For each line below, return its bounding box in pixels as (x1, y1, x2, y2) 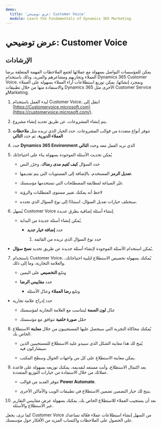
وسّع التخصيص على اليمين (19, 270, 67, 275)
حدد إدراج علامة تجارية (12, 298, 53, 304)
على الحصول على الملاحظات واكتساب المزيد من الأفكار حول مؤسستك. (5, 417, 133, 423)
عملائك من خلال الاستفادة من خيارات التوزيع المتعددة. (12, 369, 108, 375)
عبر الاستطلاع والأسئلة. (12, 403, 54, 409)
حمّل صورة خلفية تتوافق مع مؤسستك (19, 317, 87, 322)
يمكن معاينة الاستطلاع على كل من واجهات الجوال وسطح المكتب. (19, 355, 136, 361)
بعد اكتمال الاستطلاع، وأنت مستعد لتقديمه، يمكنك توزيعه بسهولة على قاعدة (12, 364, 146, 370)
